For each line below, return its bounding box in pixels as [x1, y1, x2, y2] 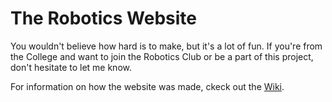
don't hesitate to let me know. [10, 61, 132, 73]
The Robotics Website [10, 7, 198, 30]
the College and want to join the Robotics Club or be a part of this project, [10, 50, 314, 62]
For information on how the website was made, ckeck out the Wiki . [10, 80, 285, 92]
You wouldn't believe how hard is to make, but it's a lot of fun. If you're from [10, 40, 323, 52]
